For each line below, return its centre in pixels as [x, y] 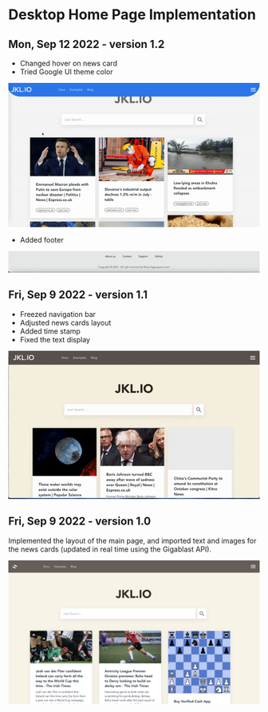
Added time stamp [50, 331]
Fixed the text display [55, 339]
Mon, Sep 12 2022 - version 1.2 [87, 44]
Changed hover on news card [69, 63]
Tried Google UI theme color [66, 72]
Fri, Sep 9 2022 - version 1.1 [78, 295]
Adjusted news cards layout [65, 322]
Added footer [41, 239]
